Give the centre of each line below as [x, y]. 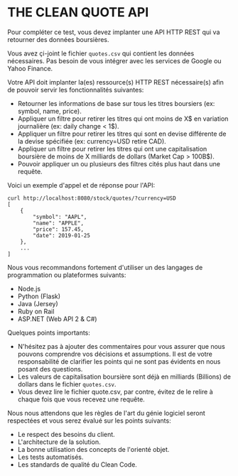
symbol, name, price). [49, 111]
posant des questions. [50, 369]
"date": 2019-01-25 [62, 235]
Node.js [29, 288]
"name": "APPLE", [58, 223]
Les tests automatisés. [50, 457]
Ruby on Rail [36, 311]
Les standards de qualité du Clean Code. [77, 464]
